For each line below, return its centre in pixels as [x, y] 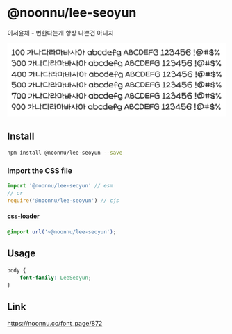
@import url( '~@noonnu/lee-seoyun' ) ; [62, 232]
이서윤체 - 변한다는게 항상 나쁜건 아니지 [61, 33]
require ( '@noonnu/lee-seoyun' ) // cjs [63, 200]
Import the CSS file [40, 170]
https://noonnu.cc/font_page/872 [55, 324]
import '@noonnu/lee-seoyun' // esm [60, 186]
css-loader [23, 216]
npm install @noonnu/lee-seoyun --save [65, 153]
